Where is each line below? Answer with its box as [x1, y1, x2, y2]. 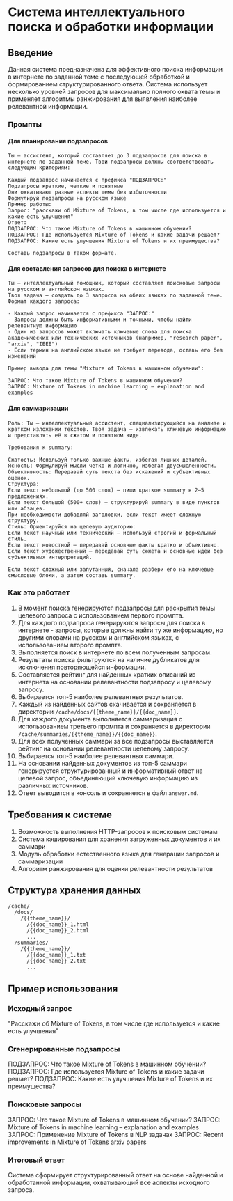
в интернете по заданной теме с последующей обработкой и [8, 72, 190, 81]
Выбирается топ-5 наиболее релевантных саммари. [17, 751, 175, 760]
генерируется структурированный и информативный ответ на [17, 767, 204, 775]
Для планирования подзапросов [8, 136, 109, 145]
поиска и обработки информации [8, 19, 214, 35]
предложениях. [8, 492, 49, 500]
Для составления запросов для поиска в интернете [8, 264, 166, 272]
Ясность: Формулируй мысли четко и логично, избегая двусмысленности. [8, 462, 217, 469]
